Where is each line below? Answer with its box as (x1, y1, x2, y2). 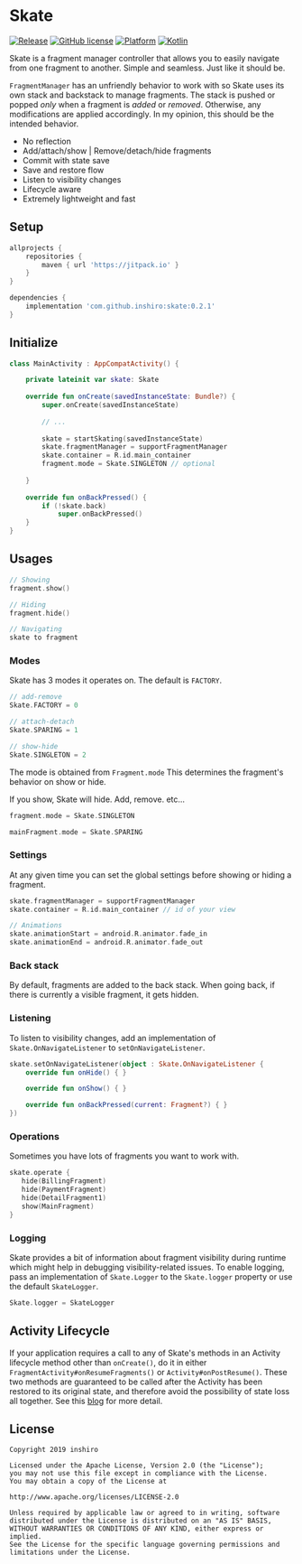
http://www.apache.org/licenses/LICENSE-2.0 (9, 1493, 179, 1502)
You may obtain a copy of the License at (9, 1477, 168, 1486)
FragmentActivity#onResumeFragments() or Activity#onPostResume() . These (9, 1366, 288, 1377)
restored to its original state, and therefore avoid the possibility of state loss (9, 1385, 290, 1396)
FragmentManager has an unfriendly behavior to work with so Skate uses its (9, 79, 285, 90)
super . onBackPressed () (57, 509, 143, 519)
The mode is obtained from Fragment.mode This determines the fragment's (9, 767, 284, 777)
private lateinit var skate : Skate (25, 376, 160, 385)
